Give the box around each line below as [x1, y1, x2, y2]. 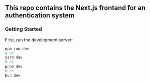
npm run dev [5, 46, 29, 51]
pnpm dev [5, 64, 23, 69]
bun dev [5, 73, 21, 78]
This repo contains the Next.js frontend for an [5, 4, 146, 12]
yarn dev [5, 55, 23, 60]
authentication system [5, 12, 75, 20]
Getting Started [5, 26, 42, 33]
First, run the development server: [5, 37, 73, 42]
